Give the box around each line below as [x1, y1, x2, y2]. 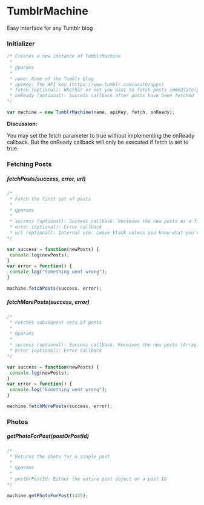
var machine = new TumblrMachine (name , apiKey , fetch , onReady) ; [7, 109, 175, 116]
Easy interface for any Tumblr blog [7, 24, 93, 32]
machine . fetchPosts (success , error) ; [7, 286, 102, 292]
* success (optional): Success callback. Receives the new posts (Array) [9, 342, 200, 348]
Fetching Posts [7, 159, 52, 168]
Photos [7, 417, 28, 426]
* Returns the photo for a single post [9, 453, 111, 460]
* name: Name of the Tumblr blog [9, 76, 94, 82]
